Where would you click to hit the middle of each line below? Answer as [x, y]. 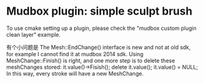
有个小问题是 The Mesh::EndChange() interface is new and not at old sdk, [98, 47]
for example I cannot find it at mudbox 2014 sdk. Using [75, 54]
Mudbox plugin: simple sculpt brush [100, 11]
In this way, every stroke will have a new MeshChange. [75, 73]
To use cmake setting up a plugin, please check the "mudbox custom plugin [101, 28]
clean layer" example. [33, 34]
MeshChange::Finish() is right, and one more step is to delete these [91, 60]
